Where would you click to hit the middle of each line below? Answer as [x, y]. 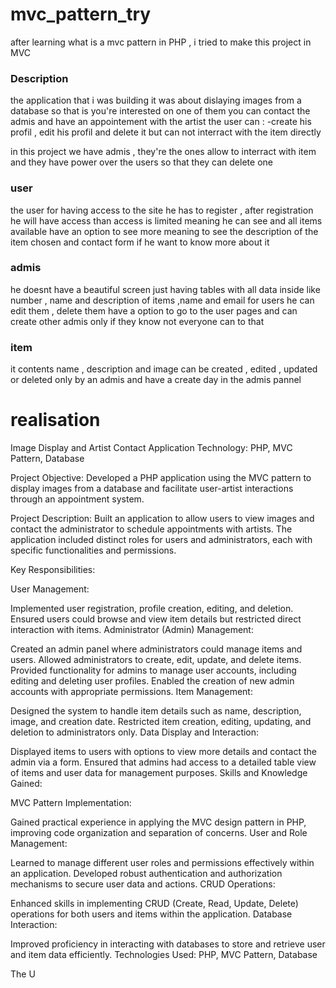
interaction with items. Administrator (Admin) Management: [132, 630]
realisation [55, 420]
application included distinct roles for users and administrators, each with [161, 540]
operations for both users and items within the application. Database [151, 914]
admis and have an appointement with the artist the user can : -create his [161, 122]
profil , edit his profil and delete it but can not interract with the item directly [166, 132]
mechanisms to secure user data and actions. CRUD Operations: [143, 884]
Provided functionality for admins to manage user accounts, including [153, 670]
